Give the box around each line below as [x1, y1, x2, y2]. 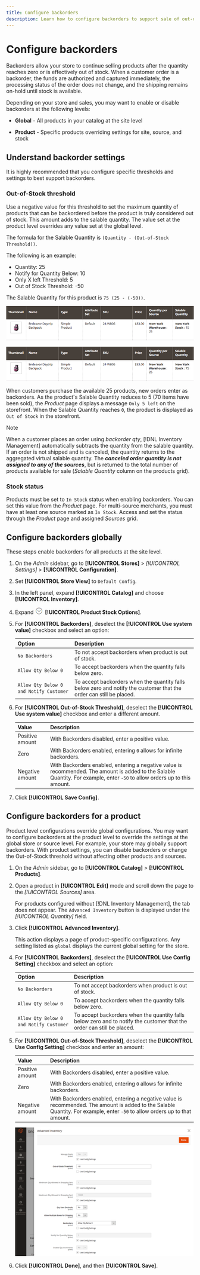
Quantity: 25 [14, 263, 46, 270]
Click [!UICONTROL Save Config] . [14, 794, 99, 801]
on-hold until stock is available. [6, 87, 83, 95]
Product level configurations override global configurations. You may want [6, 827, 189, 834]
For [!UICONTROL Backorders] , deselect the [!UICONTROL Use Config [14, 953, 190, 961]
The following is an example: [6, 252, 76, 259]
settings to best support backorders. [6, 175, 96, 182]
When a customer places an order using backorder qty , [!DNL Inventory [6, 436, 182, 443]
